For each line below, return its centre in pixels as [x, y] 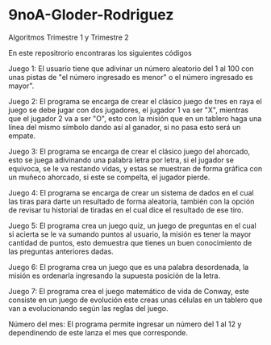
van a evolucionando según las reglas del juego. [88, 308]
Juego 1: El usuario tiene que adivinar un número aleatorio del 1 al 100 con [131, 68]
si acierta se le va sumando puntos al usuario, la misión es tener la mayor [130, 234]
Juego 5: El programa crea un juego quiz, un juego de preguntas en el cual [132, 225]
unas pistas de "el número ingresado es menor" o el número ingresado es [131, 77]
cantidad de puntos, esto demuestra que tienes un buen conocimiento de [130, 242]
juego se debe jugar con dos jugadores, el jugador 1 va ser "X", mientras [128, 110]
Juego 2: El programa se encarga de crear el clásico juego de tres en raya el [135, 101]
